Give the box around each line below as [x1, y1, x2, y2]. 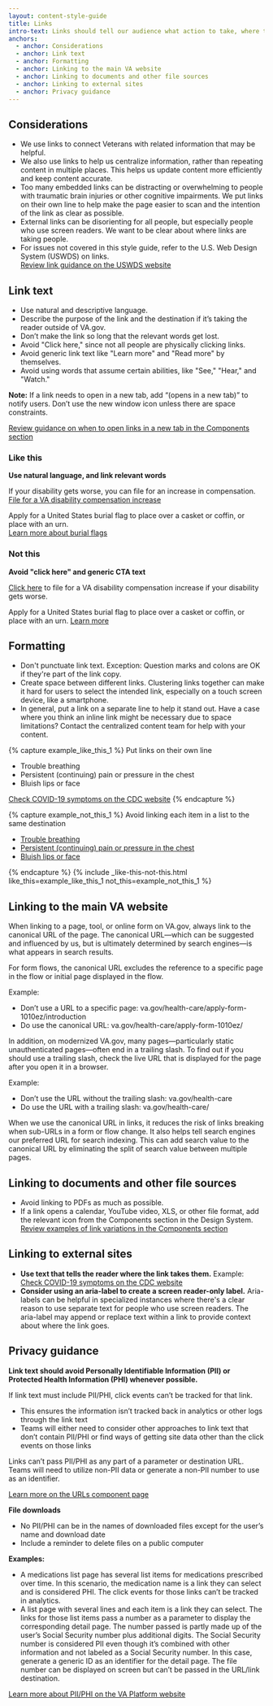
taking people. [19, 234, 69, 244]
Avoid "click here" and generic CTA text [8, 567, 146, 577]
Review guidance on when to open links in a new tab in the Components [8, 424, 250, 433]
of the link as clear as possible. [19, 208, 124, 218]
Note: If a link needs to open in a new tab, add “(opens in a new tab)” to [8, 390, 249, 399]
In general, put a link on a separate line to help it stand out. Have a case [19, 704, 260, 714]
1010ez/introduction [19, 1012, 87, 1021]
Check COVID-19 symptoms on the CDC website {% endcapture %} [8, 794, 236, 804]
